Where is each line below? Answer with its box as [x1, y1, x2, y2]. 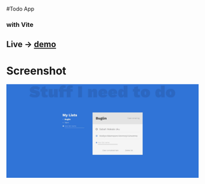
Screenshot [6, 64, 67, 78]
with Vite [6, 20, 34, 29]
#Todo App [6, 6, 35, 12]
